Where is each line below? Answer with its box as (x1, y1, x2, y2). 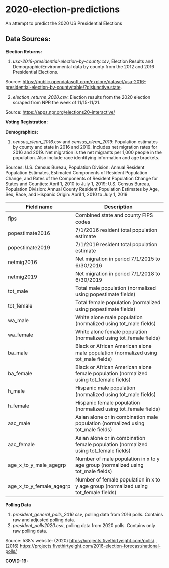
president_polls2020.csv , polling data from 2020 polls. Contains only (12, 522, 156, 528)
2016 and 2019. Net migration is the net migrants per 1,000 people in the (12, 149, 162, 155)
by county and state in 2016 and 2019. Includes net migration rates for (12, 144, 158, 150)
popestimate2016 (8, 229, 50, 236)
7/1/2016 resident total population (75, 226, 157, 233)
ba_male (8, 349, 28, 356)
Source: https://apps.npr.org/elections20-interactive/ (5, 109, 115, 115)
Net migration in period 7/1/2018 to (75, 270, 160, 277)
